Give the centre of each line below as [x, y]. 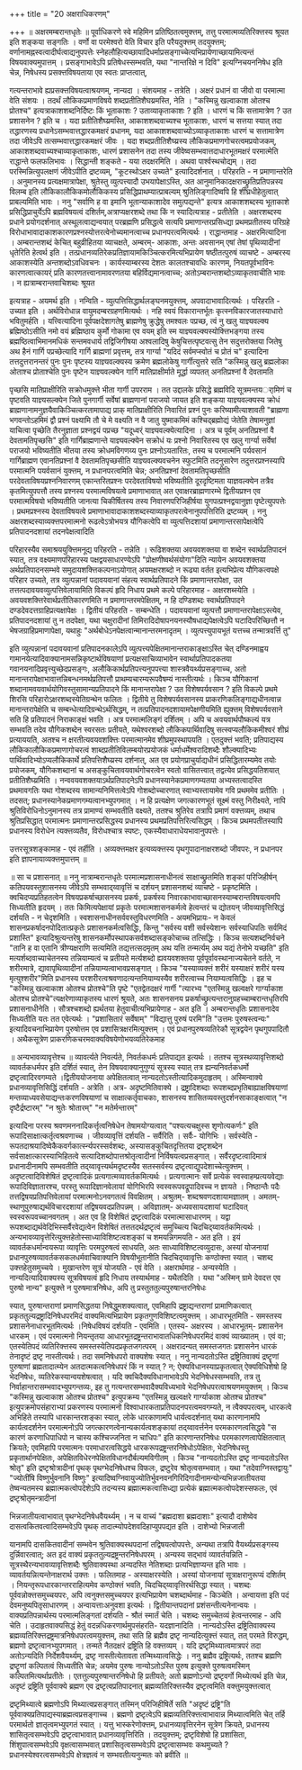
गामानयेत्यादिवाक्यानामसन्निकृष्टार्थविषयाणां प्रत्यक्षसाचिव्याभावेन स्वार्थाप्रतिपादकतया [120, 659]
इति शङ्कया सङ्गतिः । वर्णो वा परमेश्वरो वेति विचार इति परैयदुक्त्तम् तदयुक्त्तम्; [118, 42]
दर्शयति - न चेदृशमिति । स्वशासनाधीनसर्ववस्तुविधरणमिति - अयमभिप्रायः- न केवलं [122, 917]
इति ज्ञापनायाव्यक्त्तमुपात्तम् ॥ [48, 859]
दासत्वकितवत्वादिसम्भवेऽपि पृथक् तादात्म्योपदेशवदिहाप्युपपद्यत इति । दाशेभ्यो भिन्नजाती [127, 1526]
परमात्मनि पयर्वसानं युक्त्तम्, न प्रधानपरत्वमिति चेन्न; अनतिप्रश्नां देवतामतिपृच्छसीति [120, 471]
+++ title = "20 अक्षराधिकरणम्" [60, 14]
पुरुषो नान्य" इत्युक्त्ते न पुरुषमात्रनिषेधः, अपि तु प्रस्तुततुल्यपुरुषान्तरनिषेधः [108, 1288]
